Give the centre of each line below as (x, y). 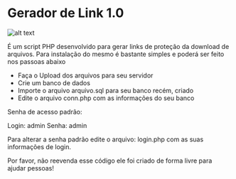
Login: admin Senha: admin (47, 125)
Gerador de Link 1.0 (66, 13)
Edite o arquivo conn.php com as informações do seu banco (106, 98)
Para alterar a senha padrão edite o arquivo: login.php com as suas (106, 139)
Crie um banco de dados (54, 82)
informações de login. (39, 146)
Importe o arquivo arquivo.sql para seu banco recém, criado (106, 90)
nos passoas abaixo (37, 61)
